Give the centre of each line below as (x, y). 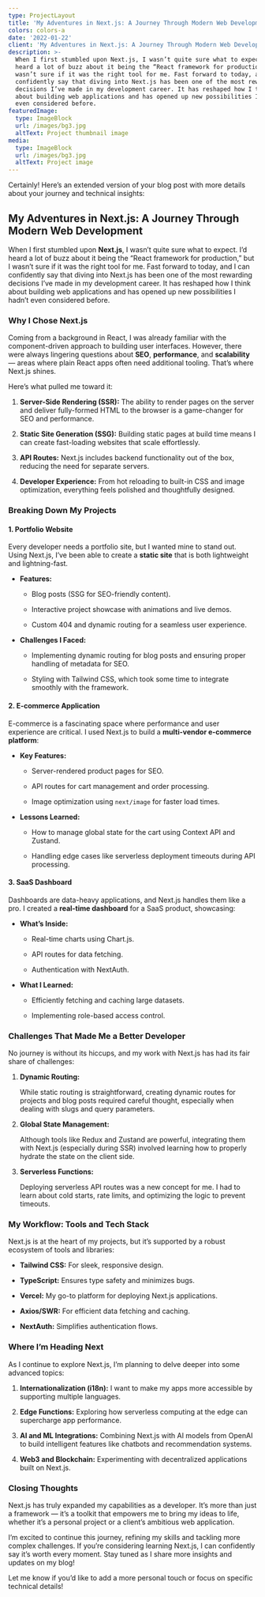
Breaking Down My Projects (62, 511)
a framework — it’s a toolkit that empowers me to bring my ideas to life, (124, 1513)
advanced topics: (36, 1372)
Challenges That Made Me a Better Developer (97, 1036)
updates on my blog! (41, 1562)
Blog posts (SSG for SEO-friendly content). (101, 595)
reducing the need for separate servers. (84, 466)
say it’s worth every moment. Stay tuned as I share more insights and (120, 1554)
